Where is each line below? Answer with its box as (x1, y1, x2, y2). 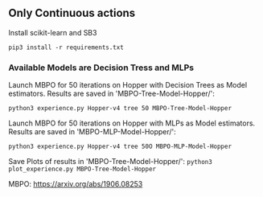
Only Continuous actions (8, 6, 136, 20)
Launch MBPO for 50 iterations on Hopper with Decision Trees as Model (8, 80, 248, 90)
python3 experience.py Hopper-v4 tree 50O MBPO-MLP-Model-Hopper (8, 142, 232, 151)
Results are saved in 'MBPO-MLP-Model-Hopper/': (8, 127, 177, 137)
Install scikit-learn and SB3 (8, 27, 97, 37)
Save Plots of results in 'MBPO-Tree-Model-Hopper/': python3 (8, 157, 213, 166)
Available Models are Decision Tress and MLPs (8, 62, 195, 73)
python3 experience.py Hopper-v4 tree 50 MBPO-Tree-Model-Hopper (8, 105, 232, 113)
